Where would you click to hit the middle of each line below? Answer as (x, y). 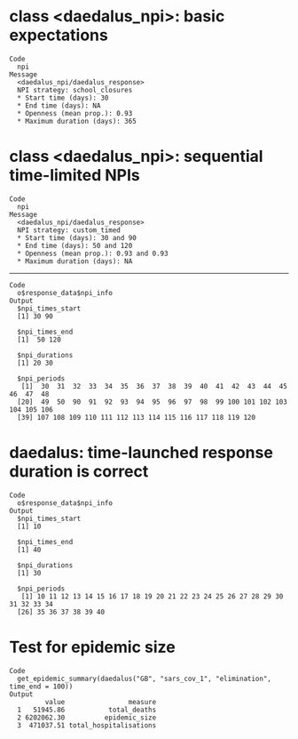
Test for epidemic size (92, 647)
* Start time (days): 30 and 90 (77, 237)
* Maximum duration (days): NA (75, 261)
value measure (101, 702)
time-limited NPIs (74, 176)
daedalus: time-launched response (141, 453)
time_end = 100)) (41, 687)
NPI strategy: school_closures (75, 90)
